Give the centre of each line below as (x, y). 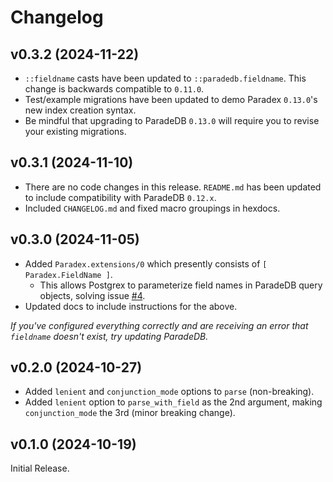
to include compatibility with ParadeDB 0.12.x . (120, 197)
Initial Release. (40, 468)
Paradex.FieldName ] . (68, 274)
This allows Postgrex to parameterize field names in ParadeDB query (181, 285)
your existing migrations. (75, 131)
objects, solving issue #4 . (92, 295)
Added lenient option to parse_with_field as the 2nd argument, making (173, 402)
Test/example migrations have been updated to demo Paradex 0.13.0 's (171, 99)
